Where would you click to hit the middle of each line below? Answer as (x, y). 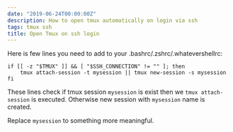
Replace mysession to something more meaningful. (81, 121)
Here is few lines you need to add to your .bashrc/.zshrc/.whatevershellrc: (115, 54)
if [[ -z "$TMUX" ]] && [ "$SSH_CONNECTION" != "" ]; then (96, 67)
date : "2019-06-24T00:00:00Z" (52, 14)
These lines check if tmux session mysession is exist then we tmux (103, 92)
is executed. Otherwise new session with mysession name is (118, 100)
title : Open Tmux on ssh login (53, 34)
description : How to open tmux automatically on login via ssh (103, 20)
